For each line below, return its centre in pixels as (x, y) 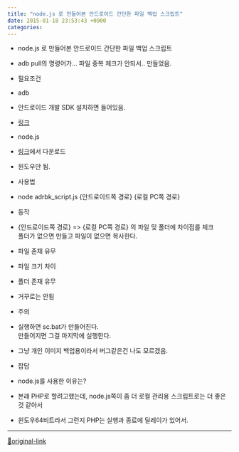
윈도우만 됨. (34, 167)
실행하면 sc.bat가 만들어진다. (58, 327)
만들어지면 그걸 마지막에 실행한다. (64, 336)
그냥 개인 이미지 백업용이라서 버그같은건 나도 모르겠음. (93, 351)
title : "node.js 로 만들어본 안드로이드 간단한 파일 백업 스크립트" (95, 14)
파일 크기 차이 (37, 266)
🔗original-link (27, 441)
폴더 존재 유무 (37, 281)
